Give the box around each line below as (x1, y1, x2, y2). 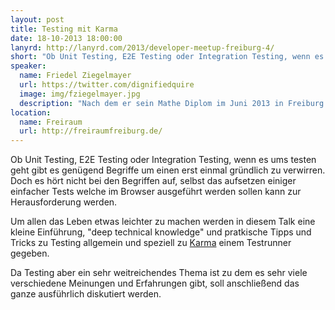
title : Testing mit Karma (10, 24, 118, 34)
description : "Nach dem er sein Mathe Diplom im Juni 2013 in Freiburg (19, 98, 325, 108)
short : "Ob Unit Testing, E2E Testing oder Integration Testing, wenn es (10, 52, 325, 62)
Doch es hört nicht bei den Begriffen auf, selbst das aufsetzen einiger (10, 175, 297, 187)
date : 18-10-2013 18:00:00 (10, 33, 123, 43)
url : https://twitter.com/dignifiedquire (19, 80, 195, 90)
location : (10, 107, 52, 118)
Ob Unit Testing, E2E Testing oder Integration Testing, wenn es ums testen (10, 154, 317, 166)
